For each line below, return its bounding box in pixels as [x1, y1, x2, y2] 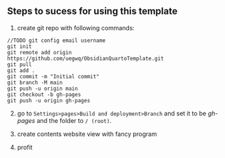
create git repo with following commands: [16, 23, 135, 32]
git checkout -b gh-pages [7, 91, 81, 98]
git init [7, 43, 32, 50]
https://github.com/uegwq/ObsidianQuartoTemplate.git [7, 55, 165, 62]
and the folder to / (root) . [36, 116, 112, 124]
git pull [7, 61, 32, 68]
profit [16, 143, 33, 151]
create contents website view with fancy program [16, 130, 157, 138]
